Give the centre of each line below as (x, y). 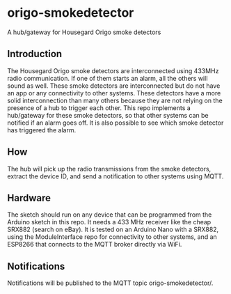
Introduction (35, 54)
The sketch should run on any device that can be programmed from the (110, 215)
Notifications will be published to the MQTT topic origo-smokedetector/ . (110, 283)
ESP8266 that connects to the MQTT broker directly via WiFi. (95, 245)
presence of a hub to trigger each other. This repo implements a (99, 108)
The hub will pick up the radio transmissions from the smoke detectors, (109, 169)
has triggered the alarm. (42, 130)
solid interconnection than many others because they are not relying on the (115, 100)
